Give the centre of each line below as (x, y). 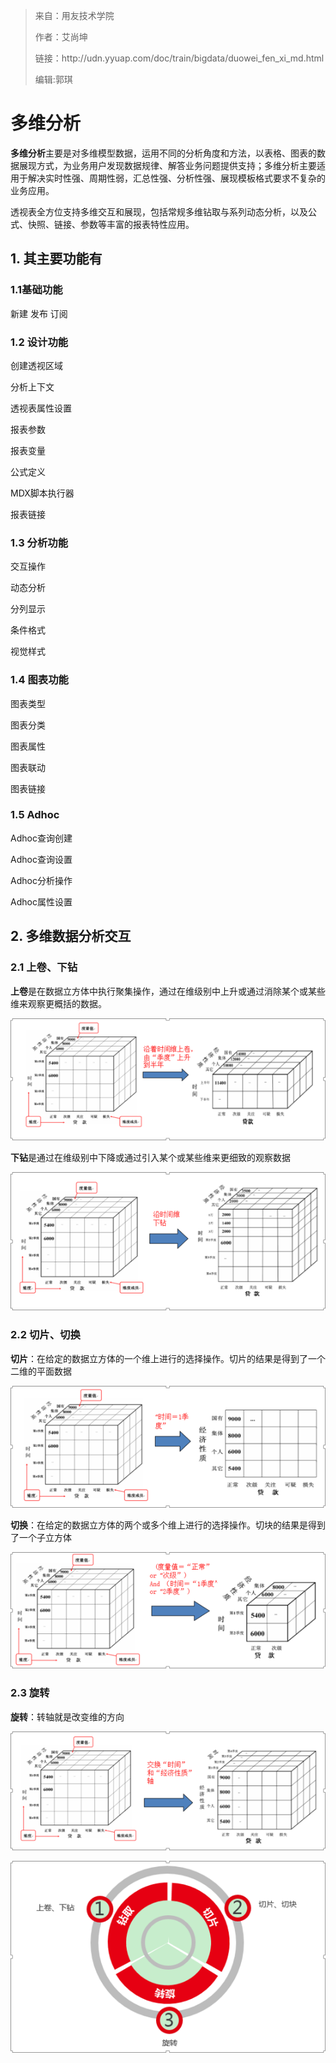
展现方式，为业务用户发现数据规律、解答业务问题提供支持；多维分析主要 (167, 165)
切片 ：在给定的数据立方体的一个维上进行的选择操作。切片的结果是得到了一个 (168, 1358)
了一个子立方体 (41, 1537)
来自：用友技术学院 (74, 15)
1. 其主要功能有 (56, 259)
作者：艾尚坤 (61, 37)
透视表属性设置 (41, 408)
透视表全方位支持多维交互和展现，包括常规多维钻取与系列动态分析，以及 (159, 211)
